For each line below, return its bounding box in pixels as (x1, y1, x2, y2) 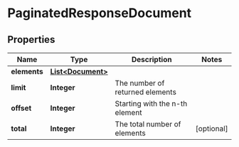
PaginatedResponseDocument (7, 5, 192, 21)
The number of (115, 78, 165, 88)
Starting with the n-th (115, 98, 188, 108)
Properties (7, 34, 55, 46)
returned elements (115, 87, 176, 97)
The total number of (115, 119, 181, 129)
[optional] (195, 123, 228, 133)
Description (131, 55, 172, 64)
